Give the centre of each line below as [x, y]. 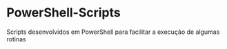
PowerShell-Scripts [64, 13]
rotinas [16, 39]
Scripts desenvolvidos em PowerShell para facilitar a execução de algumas [113, 32]
